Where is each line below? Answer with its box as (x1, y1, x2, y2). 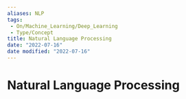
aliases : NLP (7, 10, 45, 17)
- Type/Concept (10, 29, 54, 36)
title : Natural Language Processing (7, 36, 112, 42)
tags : (7, 16, 23, 23)
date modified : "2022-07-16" (7, 48, 91, 55)
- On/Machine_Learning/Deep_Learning (10, 23, 118, 29)
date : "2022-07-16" (7, 42, 63, 48)
